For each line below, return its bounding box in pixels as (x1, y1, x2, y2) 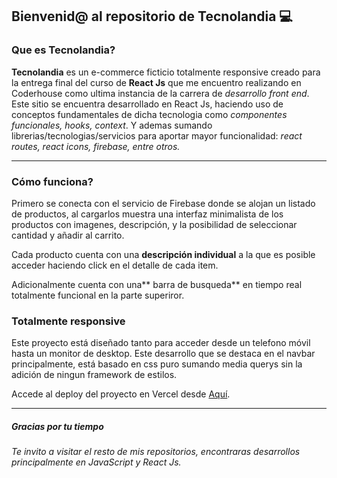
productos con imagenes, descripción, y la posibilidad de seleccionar (11, 218, 298, 230)
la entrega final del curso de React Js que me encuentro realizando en (11, 76, 302, 88)
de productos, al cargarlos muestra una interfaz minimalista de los (11, 208, 284, 220)
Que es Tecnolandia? (11, 43, 116, 57)
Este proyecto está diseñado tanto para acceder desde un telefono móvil (11, 337, 311, 349)
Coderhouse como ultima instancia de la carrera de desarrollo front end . (11, 87, 310, 99)
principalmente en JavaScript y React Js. (11, 456, 182, 468)
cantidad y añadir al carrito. (11, 229, 125, 241)
